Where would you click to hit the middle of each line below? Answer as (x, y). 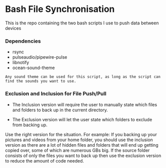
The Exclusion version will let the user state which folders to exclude (82, 119)
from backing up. (30, 125)
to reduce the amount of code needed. (45, 161)
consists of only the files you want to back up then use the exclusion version (83, 156)
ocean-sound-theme (33, 68)
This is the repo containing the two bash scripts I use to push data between (82, 23)
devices (13, 28)
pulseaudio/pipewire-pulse (40, 57)
